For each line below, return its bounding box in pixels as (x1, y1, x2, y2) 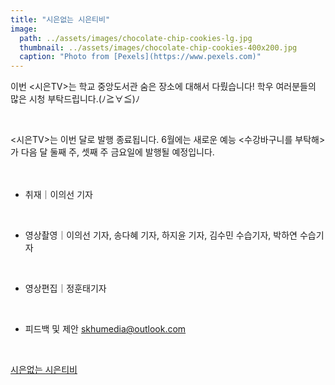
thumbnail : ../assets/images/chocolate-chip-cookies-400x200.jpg (19, 42, 298, 53)
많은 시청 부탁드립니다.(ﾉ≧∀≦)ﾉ (10, 93, 140, 105)
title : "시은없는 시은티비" (10, 14, 111, 25)
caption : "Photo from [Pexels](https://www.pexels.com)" (19, 52, 262, 62)
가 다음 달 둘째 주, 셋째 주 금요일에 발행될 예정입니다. (10, 146, 215, 158)
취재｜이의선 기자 (24, 189, 93, 201)
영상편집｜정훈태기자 (24, 282, 107, 295)
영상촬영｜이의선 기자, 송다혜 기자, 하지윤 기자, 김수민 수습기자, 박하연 (24, 229, 298, 241)
